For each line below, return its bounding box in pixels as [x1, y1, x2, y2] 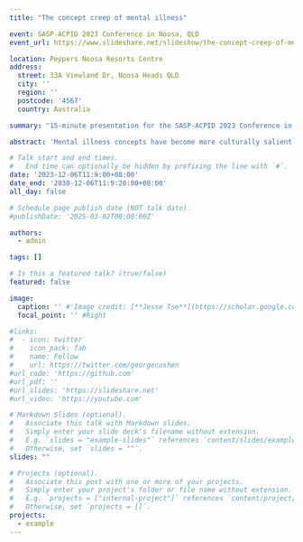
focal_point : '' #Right [17, 311, 106, 320]
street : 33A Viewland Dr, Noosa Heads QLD [17, 71, 179, 80]
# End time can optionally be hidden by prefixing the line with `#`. [9, 162, 289, 172]
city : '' [17, 79, 50, 89]
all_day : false [9, 187, 67, 196]
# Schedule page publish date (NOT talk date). [9, 203, 192, 212]
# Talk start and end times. [9, 154, 119, 163]
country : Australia [17, 105, 91, 114]
